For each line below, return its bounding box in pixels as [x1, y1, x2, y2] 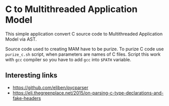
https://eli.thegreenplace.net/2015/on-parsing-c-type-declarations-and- [12, 89, 164, 96]
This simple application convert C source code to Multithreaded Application [5, 31, 163, 37]
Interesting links [5, 71, 58, 80]
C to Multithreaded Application [5, 4, 138, 15]
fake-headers [12, 95, 41, 101]
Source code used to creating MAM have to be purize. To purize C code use [5, 46, 164, 52]
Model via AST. [5, 36, 37, 42]
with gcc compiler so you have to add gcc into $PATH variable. [5, 56, 132, 62]
